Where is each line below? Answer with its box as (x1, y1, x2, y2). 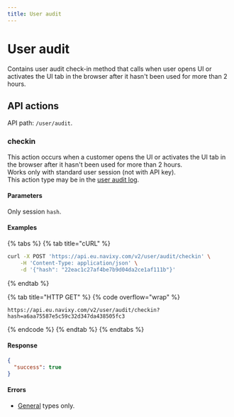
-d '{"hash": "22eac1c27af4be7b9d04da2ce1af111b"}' (20, 266, 176, 273)
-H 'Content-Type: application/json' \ (20, 260, 138, 267)
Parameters (7, 191, 43, 200)
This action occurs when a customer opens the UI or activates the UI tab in (7, 152, 226, 161)
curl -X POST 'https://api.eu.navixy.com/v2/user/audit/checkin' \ (7, 253, 211, 260)
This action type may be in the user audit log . (7, 175, 140, 184)
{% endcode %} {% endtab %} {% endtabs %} (7, 325, 144, 333)
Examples (7, 223, 38, 232)
